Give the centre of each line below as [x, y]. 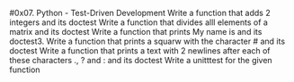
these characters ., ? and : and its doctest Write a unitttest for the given [141, 60]
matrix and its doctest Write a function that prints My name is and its [136, 32]
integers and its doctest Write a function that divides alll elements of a [138, 22]
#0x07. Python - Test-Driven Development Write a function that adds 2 [140, 13]
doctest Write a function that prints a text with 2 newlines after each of [140, 51]
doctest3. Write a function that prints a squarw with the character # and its [147, 41]
